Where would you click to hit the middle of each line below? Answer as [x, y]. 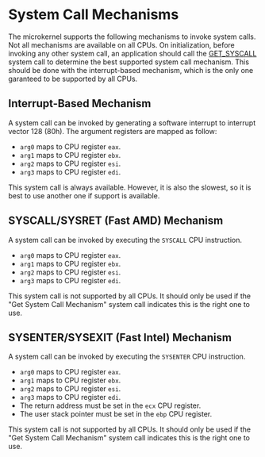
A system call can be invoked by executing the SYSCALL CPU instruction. [125, 240]
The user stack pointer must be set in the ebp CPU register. [116, 414]
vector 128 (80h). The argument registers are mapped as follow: [113, 131]
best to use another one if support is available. [84, 195]
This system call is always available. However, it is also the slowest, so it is [130, 187]
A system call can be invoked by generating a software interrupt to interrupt [132, 123]
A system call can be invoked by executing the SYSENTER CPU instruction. [127, 357]
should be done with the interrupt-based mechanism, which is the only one [131, 70]
